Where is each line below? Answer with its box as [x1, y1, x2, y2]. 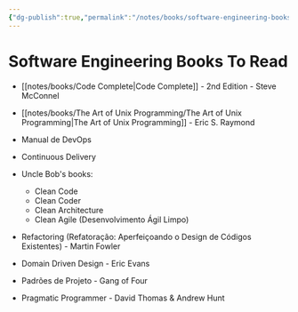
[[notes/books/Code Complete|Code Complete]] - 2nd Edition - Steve [20, 81, 277, 92]
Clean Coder [34, 195, 82, 205]
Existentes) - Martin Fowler [20, 241, 121, 252]
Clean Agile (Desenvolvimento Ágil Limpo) [34, 214, 189, 225]
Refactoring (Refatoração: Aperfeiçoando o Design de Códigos [20, 231, 252, 242]
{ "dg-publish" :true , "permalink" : [8, 12, 133, 22]
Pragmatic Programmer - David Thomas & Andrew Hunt [20, 292, 225, 303]
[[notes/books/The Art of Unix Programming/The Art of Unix [20, 108, 242, 118]
